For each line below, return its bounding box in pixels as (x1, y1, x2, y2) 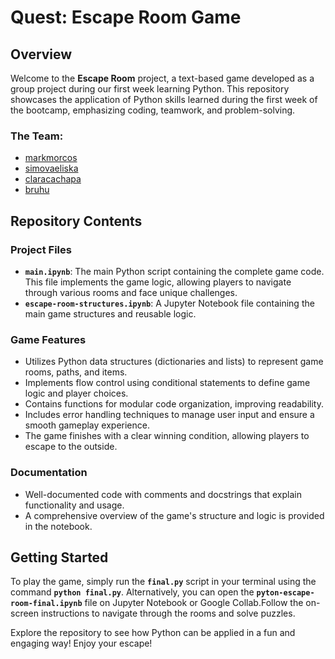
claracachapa (24, 173, 82, 185)
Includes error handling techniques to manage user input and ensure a (24, 409, 315, 421)
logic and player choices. (24, 387, 129, 400)
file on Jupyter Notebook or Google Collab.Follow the (84, 597, 304, 609)
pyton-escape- (256, 588, 315, 598)
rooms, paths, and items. (24, 366, 128, 378)
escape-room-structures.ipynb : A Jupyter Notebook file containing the (24, 297, 315, 309)
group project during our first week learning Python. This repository (10, 83, 290, 95)
